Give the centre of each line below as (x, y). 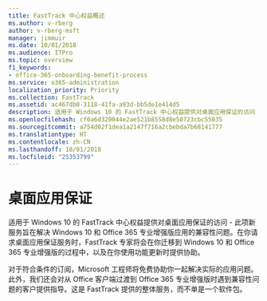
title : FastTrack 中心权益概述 (57, 16)
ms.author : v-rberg (41, 23)
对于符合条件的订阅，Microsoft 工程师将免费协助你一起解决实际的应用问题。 (133, 269)
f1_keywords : (30, 68)
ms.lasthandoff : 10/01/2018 (55, 149)
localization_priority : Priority (64, 90)
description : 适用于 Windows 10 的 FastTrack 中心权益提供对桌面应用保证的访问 (132, 113)
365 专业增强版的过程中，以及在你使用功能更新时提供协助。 (106, 252)
